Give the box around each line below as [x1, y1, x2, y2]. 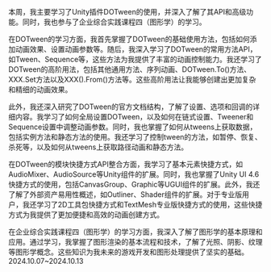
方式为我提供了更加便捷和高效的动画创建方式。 [8, 210, 164, 220]
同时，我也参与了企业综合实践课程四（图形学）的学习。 [22, 17, 206, 27]
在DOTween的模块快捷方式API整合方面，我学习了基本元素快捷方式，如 [8, 160, 244, 169]
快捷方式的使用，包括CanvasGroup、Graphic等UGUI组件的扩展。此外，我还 [8, 180, 261, 189]
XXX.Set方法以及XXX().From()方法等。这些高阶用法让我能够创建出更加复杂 [8, 75, 256, 84]
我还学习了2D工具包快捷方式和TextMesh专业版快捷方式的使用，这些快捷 [22, 200, 263, 209]
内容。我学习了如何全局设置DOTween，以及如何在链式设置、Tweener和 [15, 112, 254, 121]
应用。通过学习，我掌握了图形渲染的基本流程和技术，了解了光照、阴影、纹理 [8, 237, 263, 246]
